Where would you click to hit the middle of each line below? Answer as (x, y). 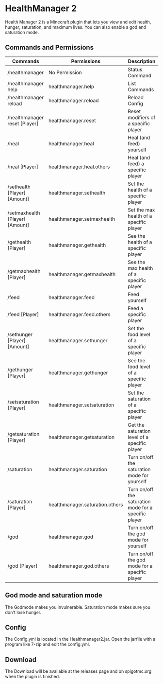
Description (142, 61)
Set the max (141, 210)
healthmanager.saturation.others (86, 505)
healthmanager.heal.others (79, 167)
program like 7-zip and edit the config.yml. (48, 644)
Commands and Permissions (49, 47)
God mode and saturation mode (54, 595)
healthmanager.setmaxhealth (82, 219)
